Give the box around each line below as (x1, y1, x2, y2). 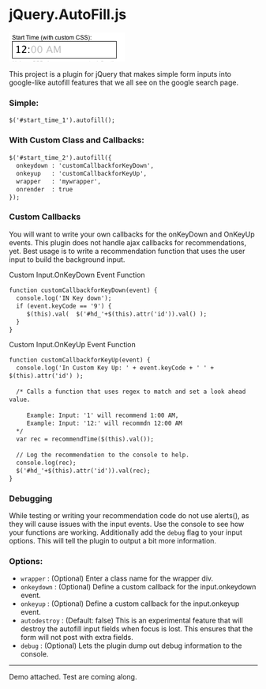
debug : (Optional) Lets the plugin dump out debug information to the (20, 641, 242, 650)
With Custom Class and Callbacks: (9, 134, 144, 146)
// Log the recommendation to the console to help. (16, 451, 190, 459)
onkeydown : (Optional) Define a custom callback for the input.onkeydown (20, 582, 257, 592)
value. (9, 396, 31, 403)
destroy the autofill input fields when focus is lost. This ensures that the (20, 624, 253, 634)
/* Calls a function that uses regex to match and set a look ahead (16, 388, 246, 396)
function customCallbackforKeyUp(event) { (9, 356, 151, 364)
